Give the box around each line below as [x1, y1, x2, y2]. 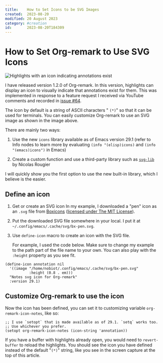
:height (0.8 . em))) [29, 270, 73, 275]
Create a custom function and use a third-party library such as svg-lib [12, 157, 155, 162]
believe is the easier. [5, 176, 46, 182]
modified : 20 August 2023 [5, 16, 58, 21]
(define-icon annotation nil [5, 262, 64, 266]
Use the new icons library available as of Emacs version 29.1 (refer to [12, 137, 151, 142]
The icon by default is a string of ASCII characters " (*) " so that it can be [5, 107, 152, 113]
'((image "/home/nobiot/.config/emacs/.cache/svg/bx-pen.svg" [9, 266, 139, 271]
